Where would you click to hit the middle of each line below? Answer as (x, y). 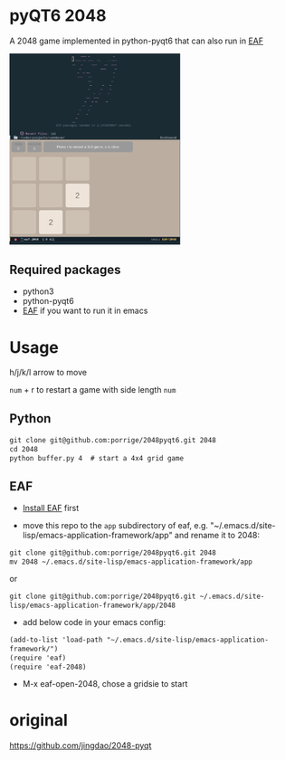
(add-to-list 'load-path (56, 640)
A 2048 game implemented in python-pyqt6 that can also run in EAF (137, 41)
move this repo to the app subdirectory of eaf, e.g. (115, 525)
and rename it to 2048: (218, 535)
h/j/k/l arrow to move (48, 373)
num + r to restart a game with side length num (93, 390)
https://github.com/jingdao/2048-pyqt (81, 745)
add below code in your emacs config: (94, 622)
